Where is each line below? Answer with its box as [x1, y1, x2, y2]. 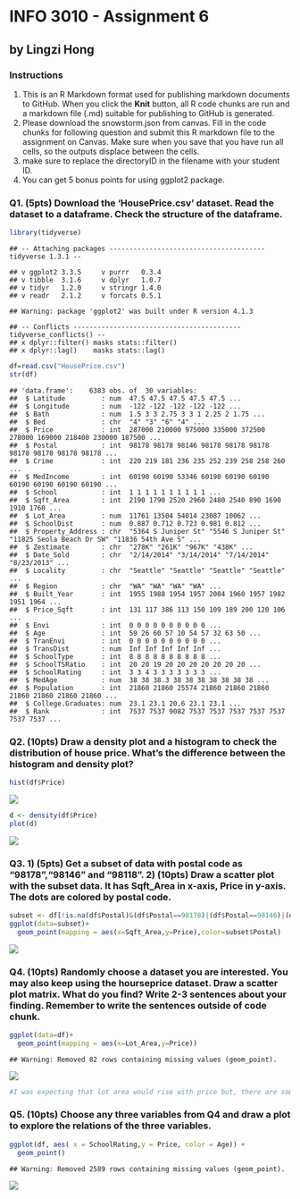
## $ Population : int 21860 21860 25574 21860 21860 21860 [9, 683, 270, 692]
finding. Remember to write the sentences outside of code [9, 999, 267, 1011]
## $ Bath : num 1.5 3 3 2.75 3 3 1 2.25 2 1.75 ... [9, 410, 266, 418]
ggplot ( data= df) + [9, 1030, 74, 1039]
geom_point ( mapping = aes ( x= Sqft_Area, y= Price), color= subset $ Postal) [17, 927, 281, 936]
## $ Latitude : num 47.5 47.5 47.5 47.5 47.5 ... [9, 393, 242, 403]
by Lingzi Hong [9, 42, 95, 57]
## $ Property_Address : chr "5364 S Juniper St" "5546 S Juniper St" [9, 527, 286, 536]
